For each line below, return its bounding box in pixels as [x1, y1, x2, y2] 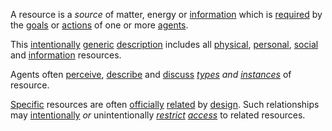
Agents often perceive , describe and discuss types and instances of [10, 69, 292, 80]
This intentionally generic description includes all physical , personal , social [10, 39, 319, 50]
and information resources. [10, 49, 122, 61]
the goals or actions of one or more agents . [10, 19, 189, 31]
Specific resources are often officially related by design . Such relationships [10, 99, 320, 110]
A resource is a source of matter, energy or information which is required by [10, 9, 323, 20]
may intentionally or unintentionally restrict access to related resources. [10, 109, 306, 121]
